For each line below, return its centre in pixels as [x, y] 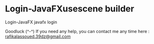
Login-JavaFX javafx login [31, 22]
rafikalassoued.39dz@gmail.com [38, 36]
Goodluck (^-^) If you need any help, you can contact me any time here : [77, 31]
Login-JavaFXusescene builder [70, 9]
